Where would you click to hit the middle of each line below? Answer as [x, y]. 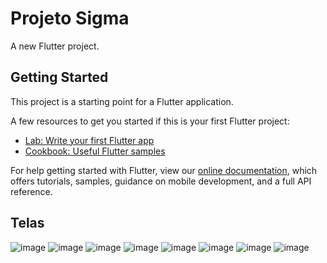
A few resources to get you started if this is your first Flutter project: [150, 121]
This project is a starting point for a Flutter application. [122, 101]
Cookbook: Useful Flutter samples [95, 151]
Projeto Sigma [70, 18]
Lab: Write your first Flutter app [89, 140]
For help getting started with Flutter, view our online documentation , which [164, 170]
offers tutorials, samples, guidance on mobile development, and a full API [161, 181]
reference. [31, 191]
